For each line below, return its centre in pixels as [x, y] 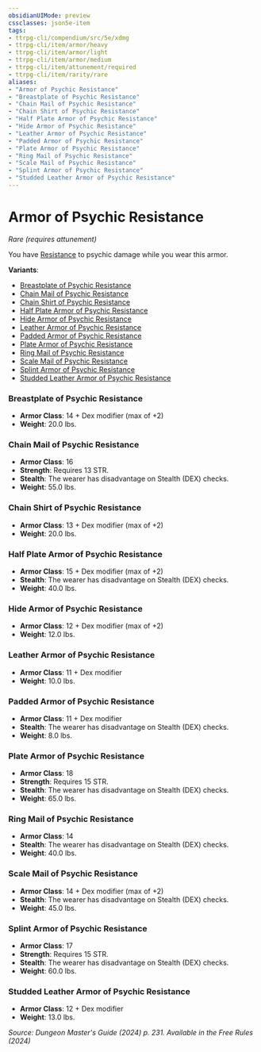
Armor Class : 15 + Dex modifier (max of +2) [92, 571]
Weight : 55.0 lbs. [48, 487]
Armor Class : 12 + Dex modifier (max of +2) [92, 626]
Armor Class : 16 [46, 462]
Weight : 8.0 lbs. [46, 735]
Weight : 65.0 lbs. [48, 799]
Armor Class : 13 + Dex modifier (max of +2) [92, 525]
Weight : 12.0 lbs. [47, 635]
